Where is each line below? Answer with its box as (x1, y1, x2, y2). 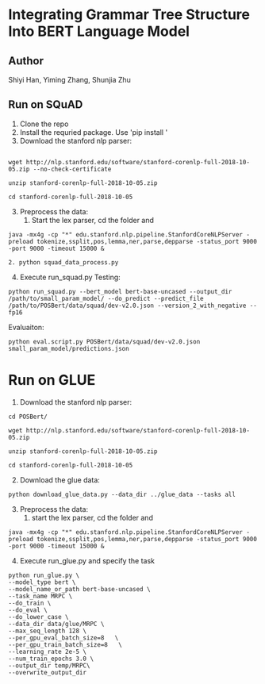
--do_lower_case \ (8, 613, 69, 621)
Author (8, 54, 44, 67)
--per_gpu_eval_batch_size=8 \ (8, 633, 119, 642)
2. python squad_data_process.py (8, 258, 119, 267)
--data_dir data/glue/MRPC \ (8, 620, 105, 628)
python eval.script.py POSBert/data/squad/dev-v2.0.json (8, 337, 201, 346)
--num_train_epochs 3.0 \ (8, 655, 94, 663)
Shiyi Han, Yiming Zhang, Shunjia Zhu (8, 75, 131, 84)
